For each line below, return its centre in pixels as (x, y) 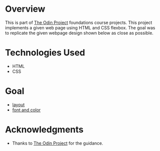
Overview (25, 9)
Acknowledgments (45, 129)
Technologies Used (45, 53)
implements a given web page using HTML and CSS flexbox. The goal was (80, 27)
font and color (26, 110)
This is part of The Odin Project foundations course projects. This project (79, 22)
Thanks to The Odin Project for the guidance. (58, 143)
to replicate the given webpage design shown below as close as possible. (79, 33)
